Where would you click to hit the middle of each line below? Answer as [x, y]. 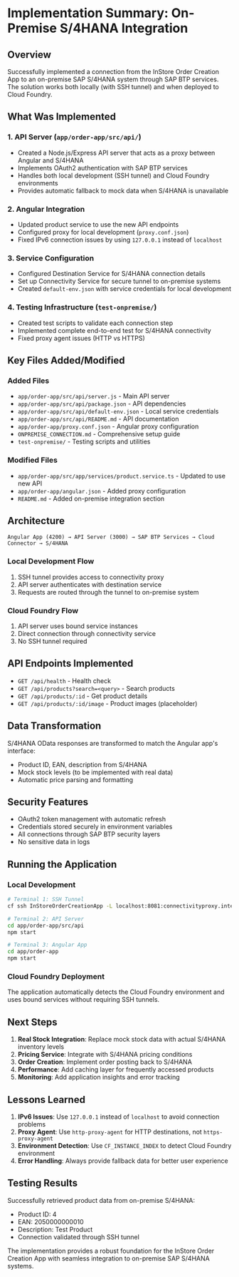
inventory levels [41, 1047]
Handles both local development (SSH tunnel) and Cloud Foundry [113, 175]
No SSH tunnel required [52, 641]
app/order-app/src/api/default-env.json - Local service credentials [118, 411]
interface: [21, 751]
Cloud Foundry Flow [43, 610]
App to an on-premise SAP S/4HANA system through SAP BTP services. [113, 79]
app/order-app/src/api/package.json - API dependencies [102, 404]
